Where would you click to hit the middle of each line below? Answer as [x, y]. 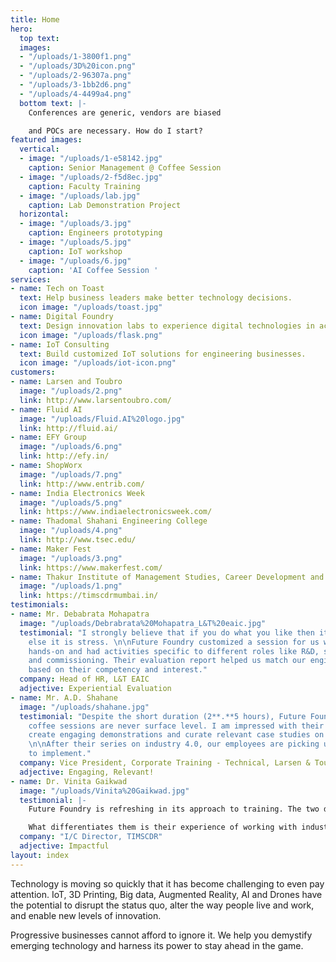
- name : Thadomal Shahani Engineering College [109, 521]
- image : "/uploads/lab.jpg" [80, 196]
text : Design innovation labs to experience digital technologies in [167, 326]
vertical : [39, 149]
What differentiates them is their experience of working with [163, 827]
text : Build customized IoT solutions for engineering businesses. [163, 354]
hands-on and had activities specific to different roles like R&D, [174, 651]
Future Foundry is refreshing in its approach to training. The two [174, 809]
